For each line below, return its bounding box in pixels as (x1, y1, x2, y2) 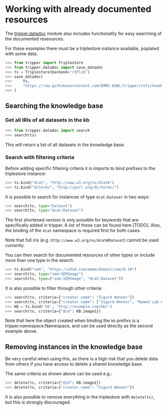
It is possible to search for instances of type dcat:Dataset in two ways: (5, 194, 150, 200)
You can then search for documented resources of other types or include (5, 252, 155, 258)
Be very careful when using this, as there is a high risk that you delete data (5, 356, 158, 362)
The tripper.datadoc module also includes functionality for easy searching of (5, 30, 162, 36)
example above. (5, 328, 38, 334)
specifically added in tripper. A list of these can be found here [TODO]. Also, (5, 222, 162, 228)
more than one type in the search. (5, 257, 75, 263)
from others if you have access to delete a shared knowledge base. (5, 361, 143, 367)
